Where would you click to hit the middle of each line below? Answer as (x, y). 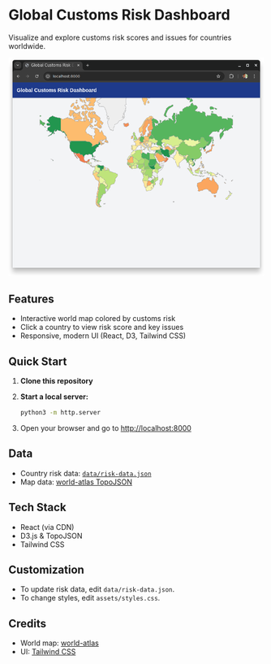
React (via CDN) (47, 527)
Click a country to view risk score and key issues (102, 328)
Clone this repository (56, 381)
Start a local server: (54, 397)
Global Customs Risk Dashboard (119, 15)
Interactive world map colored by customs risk (98, 319)
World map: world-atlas (59, 643)
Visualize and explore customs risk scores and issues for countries (120, 37)
